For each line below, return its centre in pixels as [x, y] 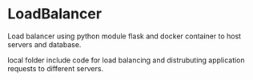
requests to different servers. [56, 68]
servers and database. [44, 44]
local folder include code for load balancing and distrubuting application [126, 60]
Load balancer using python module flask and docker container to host [124, 36]
